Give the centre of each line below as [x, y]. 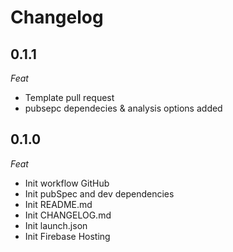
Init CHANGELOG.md [68, 215]
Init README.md [58, 204]
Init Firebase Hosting [67, 236]
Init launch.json [56, 225]
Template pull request [69, 97]
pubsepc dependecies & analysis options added [123, 108]
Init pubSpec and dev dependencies [99, 193]
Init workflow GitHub [67, 183]
